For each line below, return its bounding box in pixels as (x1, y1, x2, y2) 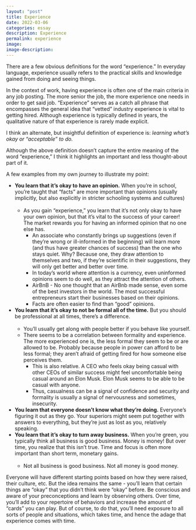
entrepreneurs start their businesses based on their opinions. (32, 294, 180, 301)
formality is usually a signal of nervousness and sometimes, (32, 393, 177, 400)
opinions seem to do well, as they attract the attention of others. (32, 275, 186, 282)
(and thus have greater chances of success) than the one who (32, 244, 183, 251)
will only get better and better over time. (32, 263, 129, 270)
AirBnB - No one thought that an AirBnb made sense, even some (32, 281, 188, 288)
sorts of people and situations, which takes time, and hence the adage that (6, 511, 186, 518)
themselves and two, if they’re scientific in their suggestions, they (32, 256, 191, 264)
